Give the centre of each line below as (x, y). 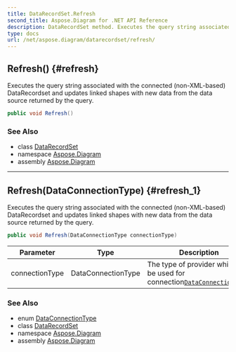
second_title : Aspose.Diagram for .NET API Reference (88, 20)
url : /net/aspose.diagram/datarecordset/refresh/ (81, 40)
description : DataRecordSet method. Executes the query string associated (119, 27)
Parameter (37, 252)
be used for (166, 273)
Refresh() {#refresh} (53, 69)
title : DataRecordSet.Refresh (52, 14)
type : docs (23, 33)
